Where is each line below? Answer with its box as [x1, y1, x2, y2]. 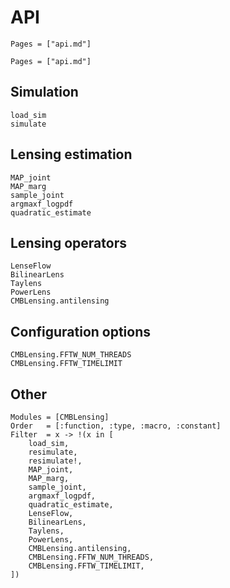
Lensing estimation [10, 146, 133, 163]
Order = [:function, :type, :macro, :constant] [10, 421, 222, 431]
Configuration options [10, 323, 152, 340]
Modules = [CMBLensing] [10, 412, 110, 422]
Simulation [10, 84, 79, 101]
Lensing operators [10, 234, 127, 251]
